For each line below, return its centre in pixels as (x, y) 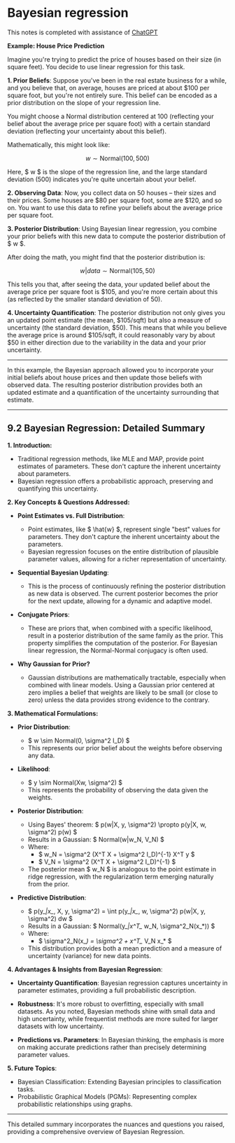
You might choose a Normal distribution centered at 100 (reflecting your (111, 116)
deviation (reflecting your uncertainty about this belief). (87, 131)
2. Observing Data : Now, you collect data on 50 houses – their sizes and (112, 192)
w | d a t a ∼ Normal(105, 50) (117, 270)
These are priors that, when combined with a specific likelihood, (120, 628)
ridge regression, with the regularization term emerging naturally (121, 876)
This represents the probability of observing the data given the (118, 790)
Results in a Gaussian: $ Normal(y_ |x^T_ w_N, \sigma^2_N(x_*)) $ (121, 926)
